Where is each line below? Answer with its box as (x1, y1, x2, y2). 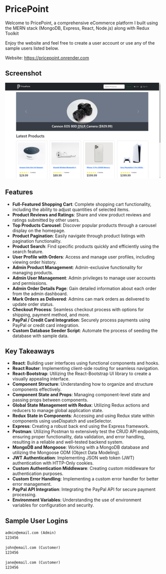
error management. (12, 481, 52, 487)
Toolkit (5, 30, 19, 36)
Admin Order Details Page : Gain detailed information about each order (12, 285, 157, 291)
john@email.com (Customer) (5, 545, 61, 550)
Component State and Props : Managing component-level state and (12, 392, 150, 398)
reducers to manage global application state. (12, 408, 104, 414)
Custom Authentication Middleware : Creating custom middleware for (12, 466, 156, 471)
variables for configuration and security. (12, 502, 94, 508)
